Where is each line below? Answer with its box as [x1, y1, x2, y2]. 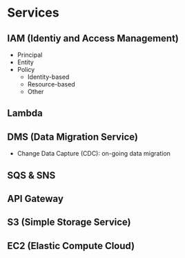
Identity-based [27, 73, 70, 81]
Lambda [7, 107, 43, 119]
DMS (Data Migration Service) [7, 131, 138, 142]
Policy [17, 66, 35, 73]
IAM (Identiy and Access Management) [7, 33, 179, 44]
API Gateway [7, 192, 64, 205]
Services [7, 5, 60, 21]
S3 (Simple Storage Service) [7, 216, 131, 228]
